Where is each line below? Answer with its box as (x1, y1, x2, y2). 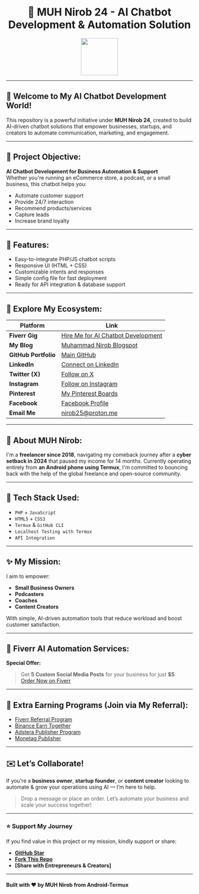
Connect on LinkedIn (61, 360, 120, 369)
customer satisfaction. (6, 621, 61, 628)
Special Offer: (6, 660, 41, 667)
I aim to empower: (6, 572, 50, 579)
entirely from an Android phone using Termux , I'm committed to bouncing (6, 464, 188, 470)
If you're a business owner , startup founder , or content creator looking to (6, 777, 190, 785)
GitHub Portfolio (9, 351, 56, 359)
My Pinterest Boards (61, 390, 118, 398)
